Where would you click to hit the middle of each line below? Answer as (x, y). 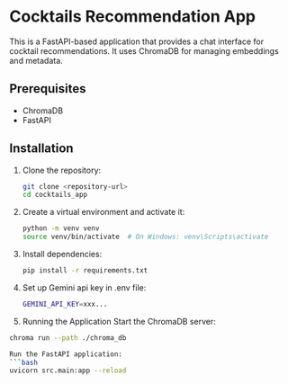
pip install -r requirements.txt (85, 271)
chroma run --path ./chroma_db (68, 338)
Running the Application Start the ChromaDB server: (119, 321)
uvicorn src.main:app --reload (68, 371)
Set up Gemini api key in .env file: (84, 287)
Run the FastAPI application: (66, 354)
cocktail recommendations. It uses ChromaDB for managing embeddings (144, 50)
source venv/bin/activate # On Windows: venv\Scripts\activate (145, 237)
